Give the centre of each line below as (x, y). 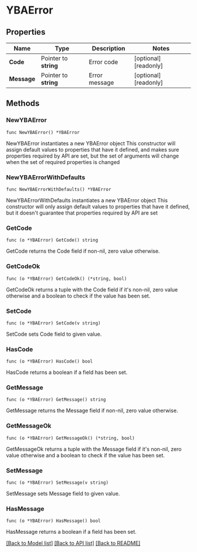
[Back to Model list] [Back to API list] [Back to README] (73, 543)
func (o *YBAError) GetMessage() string (56, 400)
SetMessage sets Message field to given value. (63, 494)
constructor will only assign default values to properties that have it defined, (98, 206)
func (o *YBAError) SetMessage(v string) (57, 483)
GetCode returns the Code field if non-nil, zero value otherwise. (83, 251)
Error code (103, 62)
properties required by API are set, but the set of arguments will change (93, 156)
